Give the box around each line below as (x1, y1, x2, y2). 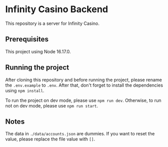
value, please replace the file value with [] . (5, 136, 95, 142)
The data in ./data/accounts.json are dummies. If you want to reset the (5, 131, 155, 137)
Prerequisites (5, 35, 49, 44)
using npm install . (5, 87, 45, 93)
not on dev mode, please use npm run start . (5, 102, 98, 108)
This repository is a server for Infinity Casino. (5, 20, 100, 26)
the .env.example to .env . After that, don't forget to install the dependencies (5, 82, 163, 88)
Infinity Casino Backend (5, 4, 108, 15)
